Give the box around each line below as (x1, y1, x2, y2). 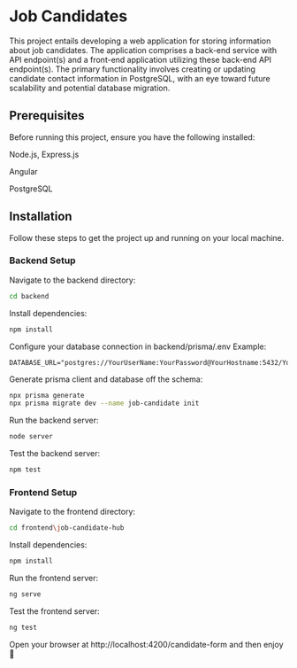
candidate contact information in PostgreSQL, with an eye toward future (9, 73, 271, 83)
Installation (9, 209, 72, 224)
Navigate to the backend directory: (9, 275, 136, 285)
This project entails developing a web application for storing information (9, 35, 271, 46)
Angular (9, 166, 38, 176)
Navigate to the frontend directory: (9, 507, 135, 517)
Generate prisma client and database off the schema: (9, 374, 203, 384)
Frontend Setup (9, 486, 78, 499)
